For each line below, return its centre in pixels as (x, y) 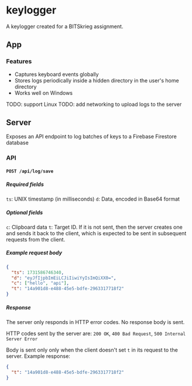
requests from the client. (36, 239)
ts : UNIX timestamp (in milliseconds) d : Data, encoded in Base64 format (93, 199)
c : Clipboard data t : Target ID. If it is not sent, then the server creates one (94, 227)
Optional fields (25, 212)
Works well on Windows (44, 93)
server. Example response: (38, 356)
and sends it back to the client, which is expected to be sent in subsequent (96, 233)
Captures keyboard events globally (56, 74)
